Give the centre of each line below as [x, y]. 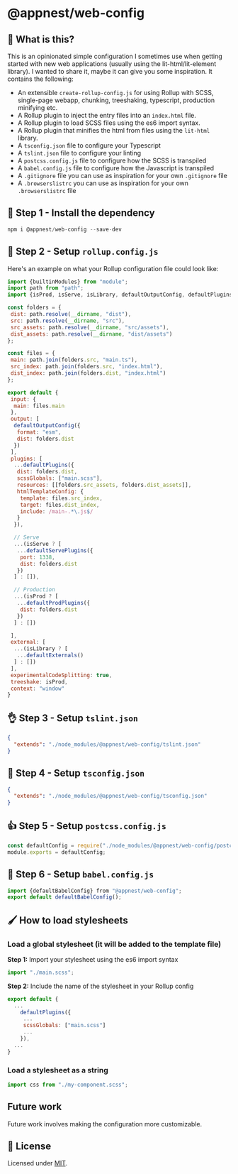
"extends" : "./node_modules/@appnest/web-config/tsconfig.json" [110, 796]
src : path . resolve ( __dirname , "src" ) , [68, 321]
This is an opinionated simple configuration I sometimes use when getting [115, 56]
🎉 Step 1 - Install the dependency [81, 213]
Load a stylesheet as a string [58, 1070]
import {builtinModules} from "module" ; [68, 282]
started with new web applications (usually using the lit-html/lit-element [112, 64]
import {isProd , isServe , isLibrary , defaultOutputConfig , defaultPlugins [120, 295]
